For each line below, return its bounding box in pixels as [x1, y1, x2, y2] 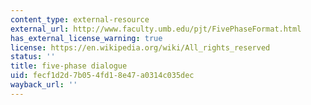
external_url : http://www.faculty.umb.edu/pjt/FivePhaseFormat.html [10, 24, 302, 34]
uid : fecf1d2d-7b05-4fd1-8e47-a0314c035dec [10, 71, 195, 81]
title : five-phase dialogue [10, 61, 128, 71]
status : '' [10, 52, 56, 62]
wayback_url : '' [10, 80, 78, 90]
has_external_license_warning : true [10, 33, 163, 43]
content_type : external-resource [10, 14, 150, 25]
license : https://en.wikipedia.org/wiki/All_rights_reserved [10, 42, 271, 53]
